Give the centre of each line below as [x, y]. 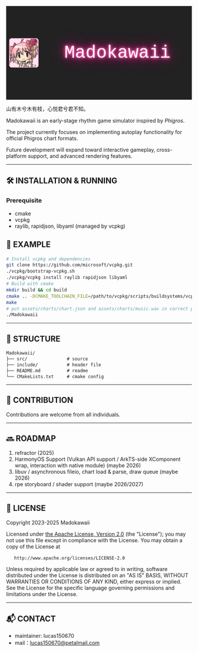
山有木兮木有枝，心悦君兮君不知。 [47, 109]
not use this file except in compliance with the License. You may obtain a [94, 540]
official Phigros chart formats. [42, 138]
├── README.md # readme [47, 371]
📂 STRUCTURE [33, 339]
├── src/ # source [47, 359]
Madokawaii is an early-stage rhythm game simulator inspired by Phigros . [95, 121]
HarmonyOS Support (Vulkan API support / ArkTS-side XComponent [98, 459]
